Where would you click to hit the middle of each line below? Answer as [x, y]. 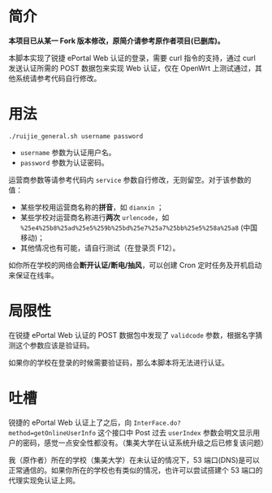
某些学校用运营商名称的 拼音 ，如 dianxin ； [92, 207]
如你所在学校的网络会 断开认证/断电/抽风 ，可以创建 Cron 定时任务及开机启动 [135, 265]
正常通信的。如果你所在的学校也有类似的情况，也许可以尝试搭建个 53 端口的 [136, 470]
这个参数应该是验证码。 [54, 345]
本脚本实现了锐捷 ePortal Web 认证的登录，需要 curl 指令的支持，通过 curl [132, 58]
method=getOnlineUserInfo [52, 433]
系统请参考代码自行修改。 [58, 78]
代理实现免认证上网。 [44, 480]
